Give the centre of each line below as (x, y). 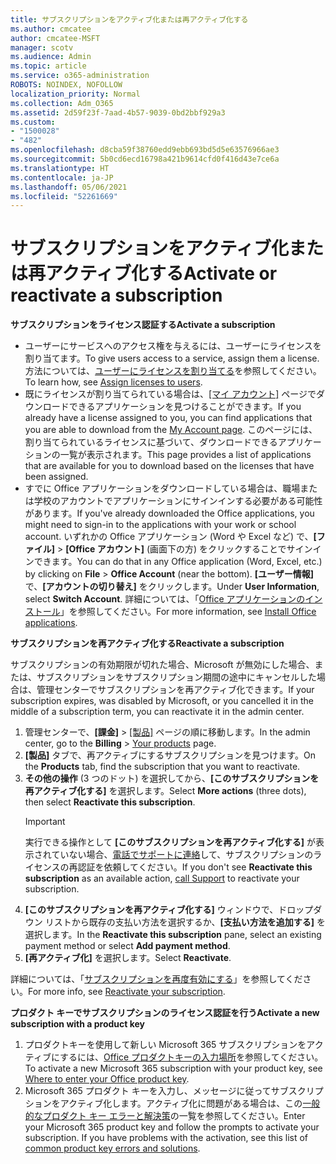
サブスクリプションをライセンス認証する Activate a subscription (143, 325)
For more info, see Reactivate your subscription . (127, 992)
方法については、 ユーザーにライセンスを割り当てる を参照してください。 (173, 371)
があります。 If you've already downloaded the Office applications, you (169, 513)
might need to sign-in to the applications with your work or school (160, 525)
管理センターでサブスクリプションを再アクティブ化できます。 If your (175, 690)
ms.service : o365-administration (80, 76)
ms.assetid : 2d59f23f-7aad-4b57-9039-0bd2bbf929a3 (118, 112)
